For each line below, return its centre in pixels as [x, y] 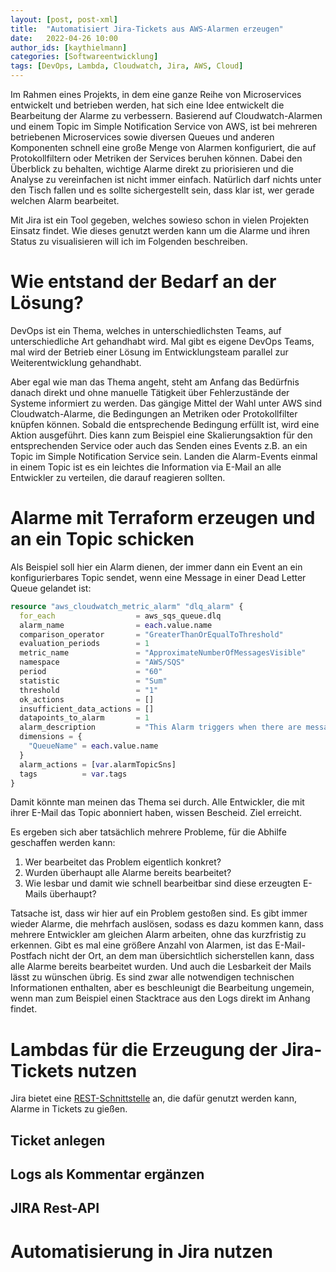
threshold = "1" [89, 690]
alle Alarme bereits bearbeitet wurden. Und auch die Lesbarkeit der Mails [161, 967]
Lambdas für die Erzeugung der [144, 1049]
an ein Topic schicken [102, 539]
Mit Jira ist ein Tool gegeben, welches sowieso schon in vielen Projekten [159, 220]
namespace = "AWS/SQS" [102, 662]
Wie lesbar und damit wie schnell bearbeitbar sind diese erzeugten [162, 883]
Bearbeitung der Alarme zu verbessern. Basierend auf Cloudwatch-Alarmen [166, 115]
